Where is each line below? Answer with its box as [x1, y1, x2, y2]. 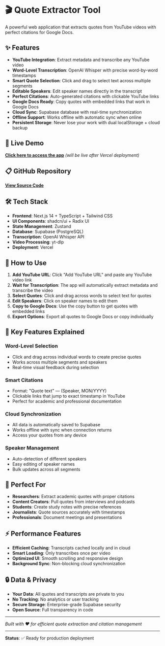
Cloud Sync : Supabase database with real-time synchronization [12, 109, 142, 115]
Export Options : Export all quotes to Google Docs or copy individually [12, 314, 154, 319]
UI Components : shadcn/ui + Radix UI [12, 218, 89, 224]
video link [12, 277, 32, 283]
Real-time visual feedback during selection [12, 364, 99, 370]
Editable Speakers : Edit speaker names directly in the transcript [12, 88, 142, 94]
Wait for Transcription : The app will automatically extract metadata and [12, 282, 158, 288]
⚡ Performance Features [5, 529, 81, 538]
